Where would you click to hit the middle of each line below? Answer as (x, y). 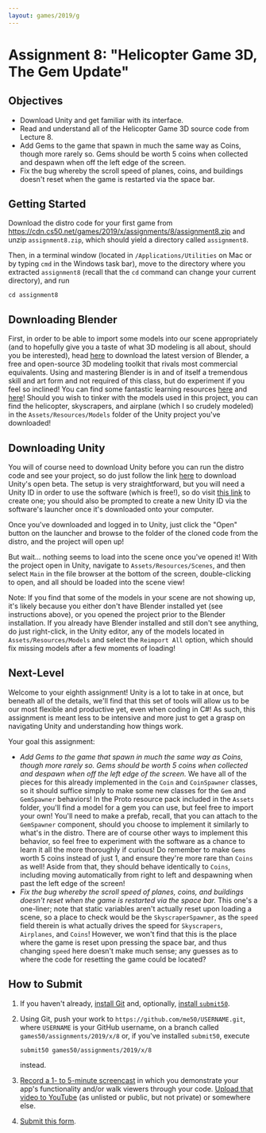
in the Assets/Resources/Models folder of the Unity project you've (114, 414)
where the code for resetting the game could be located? (113, 959)
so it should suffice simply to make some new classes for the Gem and (133, 790)
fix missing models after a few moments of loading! (92, 649)
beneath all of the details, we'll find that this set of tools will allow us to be (129, 700)
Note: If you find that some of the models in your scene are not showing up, (132, 598)
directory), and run (39, 281)
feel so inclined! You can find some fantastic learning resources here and (128, 389)
